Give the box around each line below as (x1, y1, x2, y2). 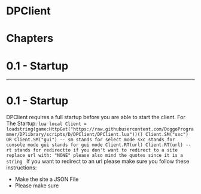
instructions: (6, 164, 37, 171)
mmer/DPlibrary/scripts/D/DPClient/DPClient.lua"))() (6, 132, 144, 138)
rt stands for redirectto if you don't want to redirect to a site (6, 147, 178, 153)
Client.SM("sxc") (145, 132, 188, 138)
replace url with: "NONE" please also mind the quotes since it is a (6, 153, 184, 159)
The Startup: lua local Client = (6, 120, 87, 127)
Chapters (6, 32, 54, 46)
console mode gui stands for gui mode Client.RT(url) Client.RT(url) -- (6, 142, 191, 148)
